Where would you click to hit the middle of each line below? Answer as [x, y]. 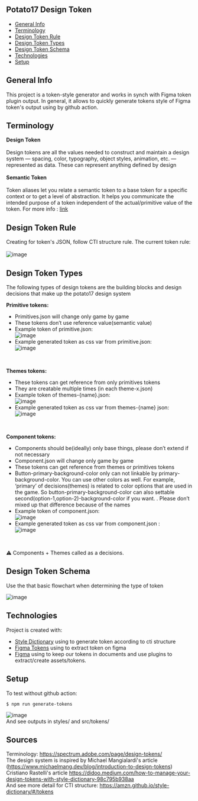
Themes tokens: [27, 371]
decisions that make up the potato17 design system [69, 294]
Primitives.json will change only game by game [72, 316]
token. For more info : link [37, 209]
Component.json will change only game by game [74, 461]
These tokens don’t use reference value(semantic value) [83, 323]
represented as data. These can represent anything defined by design [91, 165]
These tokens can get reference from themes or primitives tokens [95, 467]
